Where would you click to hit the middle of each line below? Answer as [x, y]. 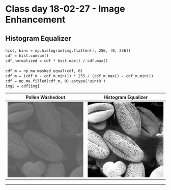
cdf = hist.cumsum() [27, 56]
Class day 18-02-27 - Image [65, 9]
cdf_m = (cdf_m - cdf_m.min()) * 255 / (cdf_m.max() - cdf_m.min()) [79, 76]
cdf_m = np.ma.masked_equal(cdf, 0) [44, 71]
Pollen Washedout [46, 97]
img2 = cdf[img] [22, 86]
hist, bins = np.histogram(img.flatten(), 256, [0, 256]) [68, 51]
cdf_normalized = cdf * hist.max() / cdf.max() [57, 61]
